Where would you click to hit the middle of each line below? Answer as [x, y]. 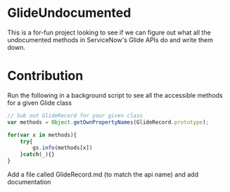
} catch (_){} [37, 155]
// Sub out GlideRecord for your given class [75, 115]
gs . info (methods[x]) [63, 148]
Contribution [45, 76]
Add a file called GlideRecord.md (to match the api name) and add [103, 174]
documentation [29, 182]
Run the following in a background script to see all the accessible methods [115, 95]
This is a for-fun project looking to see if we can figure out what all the [109, 32]
